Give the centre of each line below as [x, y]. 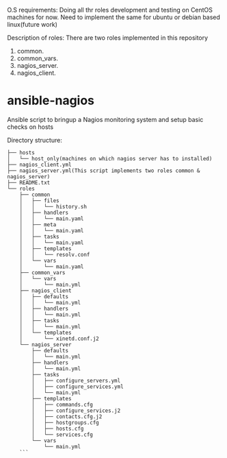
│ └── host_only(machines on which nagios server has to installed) [110, 158]
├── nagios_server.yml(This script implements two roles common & [104, 171]
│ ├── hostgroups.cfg [65, 422]
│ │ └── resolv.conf [55, 254]
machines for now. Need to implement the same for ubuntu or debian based [114, 17]
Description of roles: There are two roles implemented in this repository [108, 38]
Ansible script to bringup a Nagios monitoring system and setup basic [105, 119]
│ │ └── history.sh [53, 206]
